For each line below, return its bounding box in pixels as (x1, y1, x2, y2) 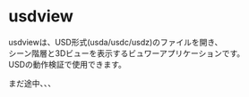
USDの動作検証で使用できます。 (8, 59, 127, 69)
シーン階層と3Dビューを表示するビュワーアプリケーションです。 (8, 47, 245, 59)
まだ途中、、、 (8, 77, 56, 88)
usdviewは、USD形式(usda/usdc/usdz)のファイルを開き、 (8, 36, 223, 47)
